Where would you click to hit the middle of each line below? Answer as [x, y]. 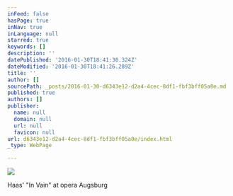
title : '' [22, 73]
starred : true [28, 40]
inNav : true [25, 27]
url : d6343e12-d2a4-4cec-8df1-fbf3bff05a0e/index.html [90, 139]
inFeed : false [28, 14]
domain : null [33, 119]
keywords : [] [27, 47]
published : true [31, 93]
